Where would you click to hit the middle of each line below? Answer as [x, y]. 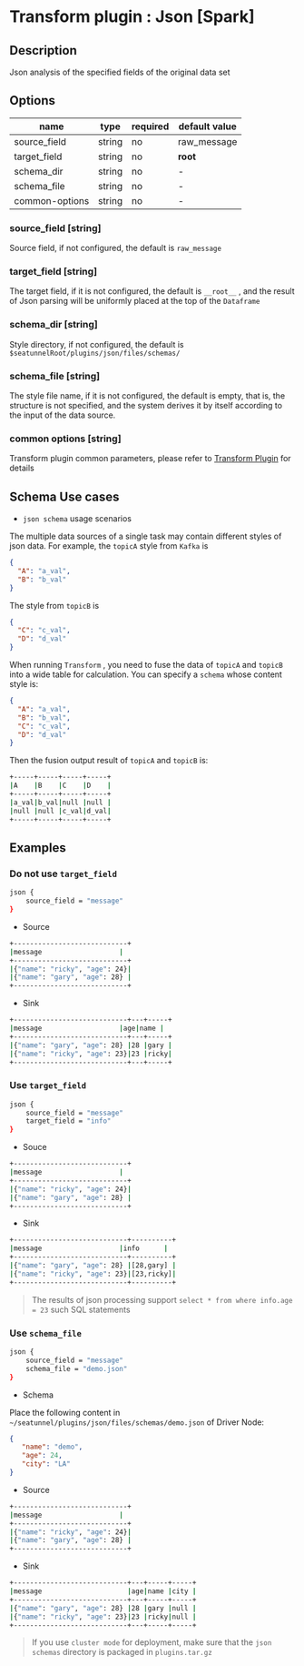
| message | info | [89, 1248]
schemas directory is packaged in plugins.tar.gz [122, 1652]
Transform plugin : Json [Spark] [132, 17]
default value [208, 126]
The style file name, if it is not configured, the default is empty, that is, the [147, 396]
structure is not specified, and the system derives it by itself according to [146, 405]
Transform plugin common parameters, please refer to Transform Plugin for [151, 459]
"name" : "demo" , [52, 1447]
